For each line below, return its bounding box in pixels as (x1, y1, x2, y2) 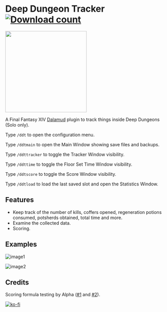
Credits (5, 278, 29, 287)
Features (5, 196, 34, 204)
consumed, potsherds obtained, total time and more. (12, 214, 123, 221)
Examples (5, 240, 37, 249)
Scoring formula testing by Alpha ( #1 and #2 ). (5, 292, 101, 298)
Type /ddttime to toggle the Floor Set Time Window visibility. (5, 161, 132, 167)
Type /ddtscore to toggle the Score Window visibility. (5, 171, 117, 177)
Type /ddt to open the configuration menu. (5, 132, 95, 138)
